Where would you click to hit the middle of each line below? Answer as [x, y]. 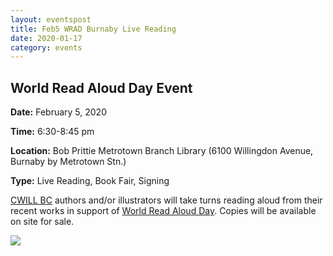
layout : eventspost [51, 19]
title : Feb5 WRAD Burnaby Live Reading [93, 29]
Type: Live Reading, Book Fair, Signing [90, 181]
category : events [46, 47]
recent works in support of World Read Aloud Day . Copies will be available [163, 211]
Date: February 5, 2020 [58, 112]
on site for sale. [42, 222]
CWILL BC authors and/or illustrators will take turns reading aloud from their [166, 200]
